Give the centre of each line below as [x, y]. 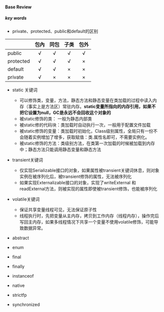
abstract [21, 238]
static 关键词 [25, 90]
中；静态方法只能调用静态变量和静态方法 [60, 149]
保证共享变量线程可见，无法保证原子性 [58, 209]
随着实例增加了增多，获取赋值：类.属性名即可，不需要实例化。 [87, 137]
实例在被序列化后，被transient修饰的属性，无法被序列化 [76, 176]
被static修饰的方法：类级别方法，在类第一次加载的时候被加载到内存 [87, 143]
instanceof [23, 276]
